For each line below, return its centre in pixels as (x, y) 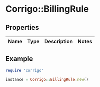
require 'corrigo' (24, 70)
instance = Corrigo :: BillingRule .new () (47, 79)
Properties (22, 28)
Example (19, 59)
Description (59, 42)
